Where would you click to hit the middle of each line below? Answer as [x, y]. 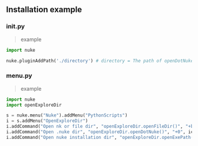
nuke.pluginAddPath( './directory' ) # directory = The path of [84, 61]
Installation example [44, 10]
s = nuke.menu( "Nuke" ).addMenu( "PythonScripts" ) [67, 115]
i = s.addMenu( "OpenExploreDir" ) [47, 121]
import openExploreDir [34, 105]
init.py [16, 26]
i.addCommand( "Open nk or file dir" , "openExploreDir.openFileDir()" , [95, 127]
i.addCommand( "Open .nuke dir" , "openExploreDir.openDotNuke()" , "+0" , [96, 132]
